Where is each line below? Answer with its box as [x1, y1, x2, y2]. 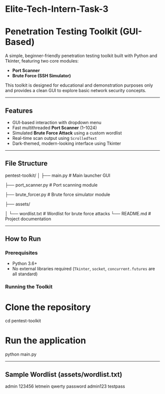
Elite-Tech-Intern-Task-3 [5, 3, 109, 15]
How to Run [5, 235, 41, 243]
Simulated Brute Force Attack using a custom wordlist [12, 130, 122, 136]
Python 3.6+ [12, 261, 38, 266]
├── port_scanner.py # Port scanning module [5, 182, 98, 188]
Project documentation [5, 216, 52, 222]
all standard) [12, 271, 38, 277]
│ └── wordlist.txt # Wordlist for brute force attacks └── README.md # [5, 210, 151, 216]
